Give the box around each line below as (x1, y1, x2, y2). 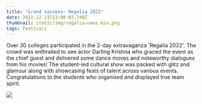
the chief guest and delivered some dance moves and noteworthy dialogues (6, 54, 195, 62)
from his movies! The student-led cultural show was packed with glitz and (6, 61, 190, 68)
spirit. (6, 80, 21, 87)
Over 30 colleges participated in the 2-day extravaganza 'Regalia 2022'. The (6, 42, 197, 49)
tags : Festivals (6, 25, 47, 32)
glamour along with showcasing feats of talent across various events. (6, 67, 178, 75)
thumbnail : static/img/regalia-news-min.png (6, 20, 120, 26)
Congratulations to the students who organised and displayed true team (6, 74, 185, 81)
